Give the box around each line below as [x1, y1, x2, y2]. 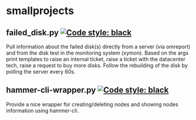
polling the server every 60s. [6, 68, 76, 75]
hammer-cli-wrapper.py [6, 85, 96, 95]
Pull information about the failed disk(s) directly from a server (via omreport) [6, 43, 191, 50]
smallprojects [6, 4, 75, 18]
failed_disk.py [6, 28, 59, 38]
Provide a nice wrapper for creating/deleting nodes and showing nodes [6, 101, 178, 108]
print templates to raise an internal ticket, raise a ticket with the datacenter [6, 56, 186, 62]
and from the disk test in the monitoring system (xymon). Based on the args [6, 49, 189, 56]
